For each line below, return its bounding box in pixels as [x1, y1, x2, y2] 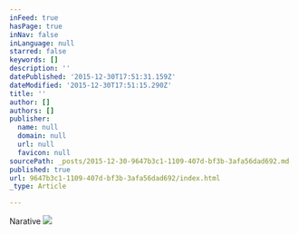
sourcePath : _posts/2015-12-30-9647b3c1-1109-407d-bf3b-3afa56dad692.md [9, 156, 290, 166]
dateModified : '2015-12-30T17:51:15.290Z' [9, 81, 172, 90]
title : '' [9, 89, 47, 98]
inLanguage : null [9, 38, 75, 48]
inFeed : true [9, 13, 59, 23]
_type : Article [9, 182, 67, 191]
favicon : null [17, 148, 71, 157]
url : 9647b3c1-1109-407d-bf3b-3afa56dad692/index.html [9, 173, 221, 182]
